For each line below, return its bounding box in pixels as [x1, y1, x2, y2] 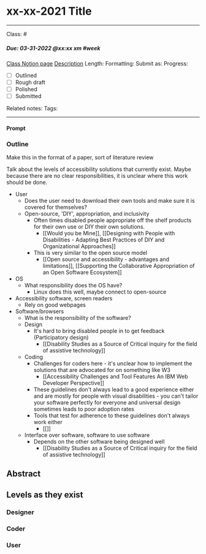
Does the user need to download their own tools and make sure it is [24, 197, 195, 205]
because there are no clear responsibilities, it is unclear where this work [6, 172, 188, 180]
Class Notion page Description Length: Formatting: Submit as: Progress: [6, 59, 188, 67]
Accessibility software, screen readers [15, 295, 113, 302]
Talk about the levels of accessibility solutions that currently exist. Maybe [6, 165, 191, 173]
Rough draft [15, 78, 46, 86]
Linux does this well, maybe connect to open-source [33, 288, 167, 295]
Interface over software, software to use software [24, 431, 150, 439]
